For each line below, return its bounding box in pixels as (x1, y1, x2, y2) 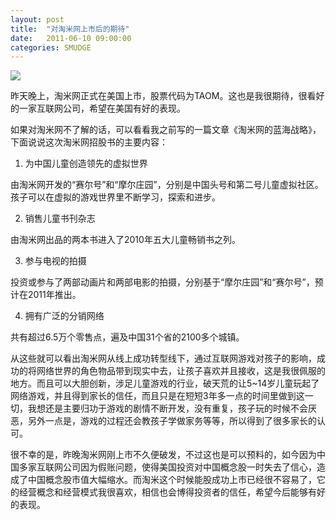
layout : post (10, 14, 65, 25)
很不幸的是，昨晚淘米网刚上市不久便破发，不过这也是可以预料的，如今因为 (10, 449, 317, 461)
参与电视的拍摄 (24, 255, 87, 267)
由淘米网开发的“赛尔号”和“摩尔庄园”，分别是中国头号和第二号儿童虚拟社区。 (10, 179, 324, 191)
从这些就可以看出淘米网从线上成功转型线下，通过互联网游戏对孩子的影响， (10, 352, 317, 365)
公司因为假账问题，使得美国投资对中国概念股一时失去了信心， (62, 461, 317, 473)
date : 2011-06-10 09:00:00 (10, 33, 132, 43)
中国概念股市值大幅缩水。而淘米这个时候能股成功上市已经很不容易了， (27, 474, 317, 486)
